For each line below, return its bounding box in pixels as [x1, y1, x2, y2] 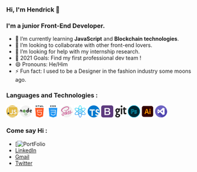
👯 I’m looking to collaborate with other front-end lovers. [14, 41, 152, 49]
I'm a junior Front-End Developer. [6, 21, 105, 29]
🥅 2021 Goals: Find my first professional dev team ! [14, 54, 142, 62]
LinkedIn [14, 147, 37, 154]
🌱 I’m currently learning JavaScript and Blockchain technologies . [14, 35, 180, 43]
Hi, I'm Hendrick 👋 [6, 5, 60, 14]
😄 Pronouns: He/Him [14, 61, 68, 68]
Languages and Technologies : [6, 91, 98, 100]
